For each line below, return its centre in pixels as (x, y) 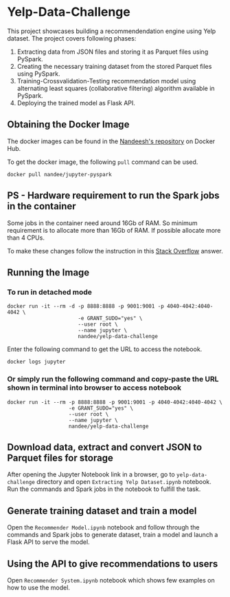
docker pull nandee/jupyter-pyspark (59, 174)
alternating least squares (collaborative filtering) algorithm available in (116, 88)
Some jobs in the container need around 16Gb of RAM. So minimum (102, 223)
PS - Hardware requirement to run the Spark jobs (113, 196)
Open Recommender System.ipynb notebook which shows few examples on (111, 580)
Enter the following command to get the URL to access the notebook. (105, 349)
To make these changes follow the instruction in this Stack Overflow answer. (115, 251)
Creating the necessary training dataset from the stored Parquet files (114, 66)
